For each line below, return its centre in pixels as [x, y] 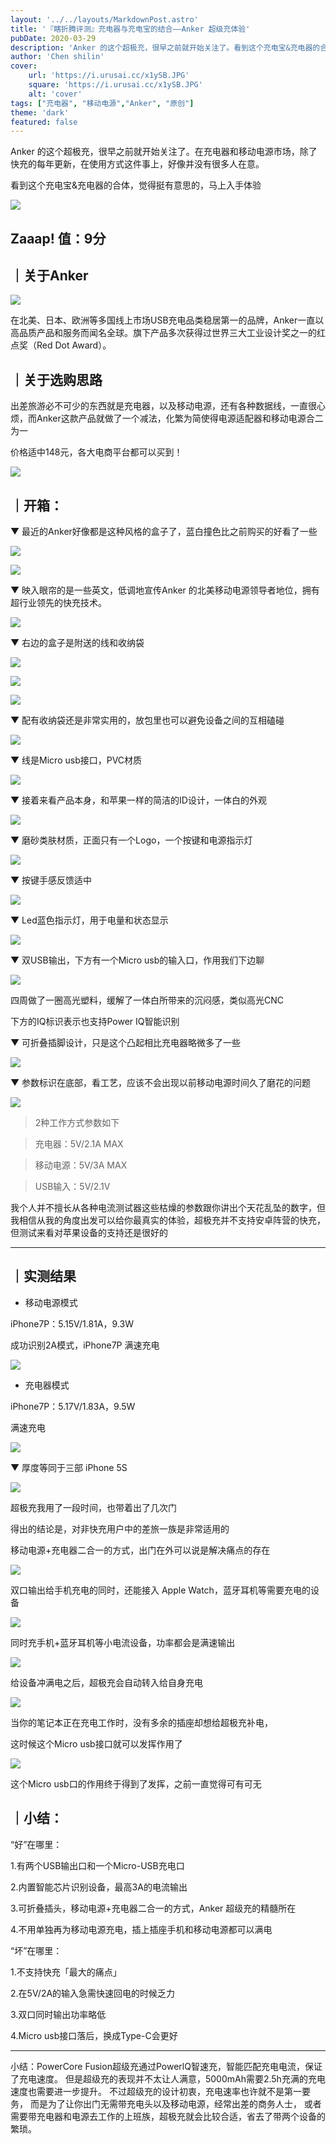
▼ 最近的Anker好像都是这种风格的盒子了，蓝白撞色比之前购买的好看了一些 [164, 532]
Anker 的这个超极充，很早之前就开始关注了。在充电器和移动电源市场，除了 [164, 152]
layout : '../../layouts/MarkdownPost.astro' [104, 19]
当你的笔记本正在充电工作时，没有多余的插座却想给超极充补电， [141, 1722]
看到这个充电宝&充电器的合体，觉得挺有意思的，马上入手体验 [136, 185]
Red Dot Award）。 [74, 345]
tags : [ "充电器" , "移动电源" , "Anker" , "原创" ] [102, 103]
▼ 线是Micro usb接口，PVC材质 [76, 760]
